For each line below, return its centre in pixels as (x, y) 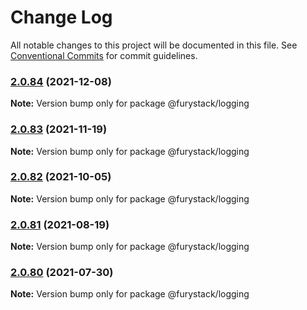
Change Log (61, 17)
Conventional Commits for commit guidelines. (104, 55)
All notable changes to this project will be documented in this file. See (154, 45)
